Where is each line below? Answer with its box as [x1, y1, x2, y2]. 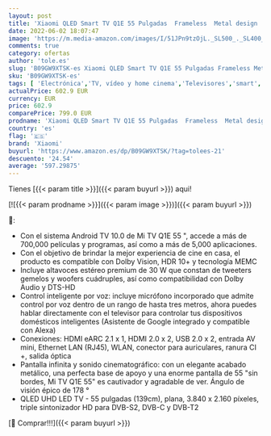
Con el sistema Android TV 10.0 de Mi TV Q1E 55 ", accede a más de [19, 231, 248, 241]
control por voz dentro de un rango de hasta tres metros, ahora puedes [19, 300, 257, 309]
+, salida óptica [19, 351, 72, 361]
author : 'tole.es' [8, 57, 70, 65]
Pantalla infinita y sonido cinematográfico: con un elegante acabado [19, 360, 247, 370]
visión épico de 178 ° [19, 385, 90, 396]
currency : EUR [8, 94, 56, 103]
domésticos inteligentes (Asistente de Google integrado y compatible [19, 317, 250, 327]
